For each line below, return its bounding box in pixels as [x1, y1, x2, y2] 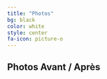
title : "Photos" [7, 10, 54, 17]
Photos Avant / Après [7, 61, 101, 73]
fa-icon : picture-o [7, 36, 64, 43]
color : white [7, 23, 45, 30]
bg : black [7, 16, 36, 23]
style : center [7, 29, 48, 36]
